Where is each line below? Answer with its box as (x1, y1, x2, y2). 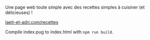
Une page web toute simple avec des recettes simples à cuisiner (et (5, 4, 145, 10)
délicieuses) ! (5, 9, 33, 15)
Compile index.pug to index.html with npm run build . (5, 29, 113, 34)
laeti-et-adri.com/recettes (5, 19, 58, 25)
